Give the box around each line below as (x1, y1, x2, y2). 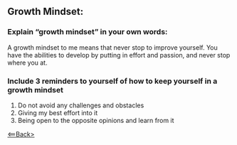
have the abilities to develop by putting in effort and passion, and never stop (7, 50, 231, 59)
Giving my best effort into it (17, 108, 98, 117)
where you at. (7, 58, 48, 67)
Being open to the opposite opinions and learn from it (17, 116, 174, 124)
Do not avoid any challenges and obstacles (17, 101, 144, 109)
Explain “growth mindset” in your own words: (7, 27, 168, 37)
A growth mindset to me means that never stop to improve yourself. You (7, 43, 218, 52)
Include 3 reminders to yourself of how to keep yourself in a (7, 76, 218, 86)
